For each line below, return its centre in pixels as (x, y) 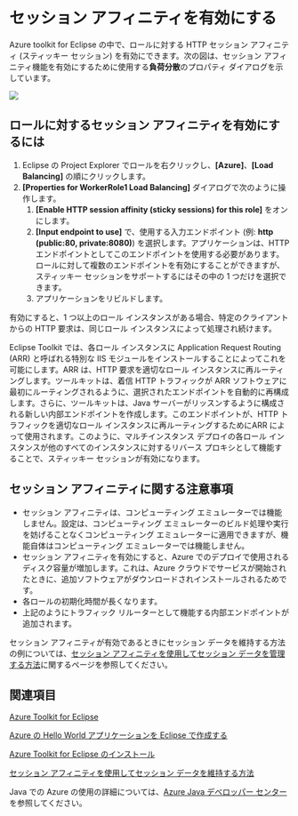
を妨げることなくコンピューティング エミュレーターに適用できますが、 (151, 534)
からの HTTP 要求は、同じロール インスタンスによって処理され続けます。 (143, 328)
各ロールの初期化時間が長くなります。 (92, 601)
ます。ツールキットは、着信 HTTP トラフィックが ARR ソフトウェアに (160, 380)
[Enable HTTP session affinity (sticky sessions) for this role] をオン (162, 209)
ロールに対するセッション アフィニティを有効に (139, 125)
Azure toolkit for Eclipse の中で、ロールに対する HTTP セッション (129, 44)
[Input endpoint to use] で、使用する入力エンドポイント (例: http (154, 231)
